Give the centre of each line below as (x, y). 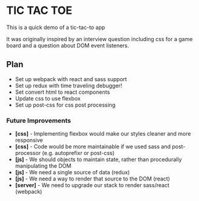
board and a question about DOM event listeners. (68, 45)
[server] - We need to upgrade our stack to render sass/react (92, 185)
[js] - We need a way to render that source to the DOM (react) (93, 179)
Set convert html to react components (62, 92)
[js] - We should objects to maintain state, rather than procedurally (98, 160)
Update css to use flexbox (48, 98)
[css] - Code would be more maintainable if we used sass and (93, 147)
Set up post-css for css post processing (65, 105)
